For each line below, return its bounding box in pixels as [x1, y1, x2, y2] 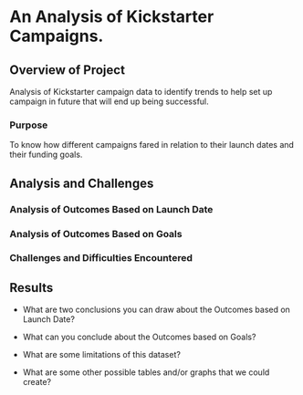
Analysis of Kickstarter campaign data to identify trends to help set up [9, 87, 273, 97]
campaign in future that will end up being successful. [9, 96, 210, 107]
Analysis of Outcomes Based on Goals [9, 227, 183, 240]
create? [22, 377, 52, 388]
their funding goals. [9, 149, 83, 161]
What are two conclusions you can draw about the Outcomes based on [22, 304, 290, 316]
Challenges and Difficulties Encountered [9, 252, 193, 265]
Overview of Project [9, 62, 126, 78]
